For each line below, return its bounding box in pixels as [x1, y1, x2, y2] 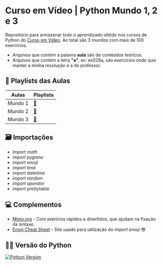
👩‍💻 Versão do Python [5, 241, 72, 249]
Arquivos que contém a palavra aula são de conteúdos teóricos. [12, 52, 143, 58]
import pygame [12, 154, 43, 160]
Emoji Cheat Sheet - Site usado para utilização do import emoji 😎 [12, 226, 146, 232]
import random [12, 175, 43, 181]
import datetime [12, 170, 45, 176]
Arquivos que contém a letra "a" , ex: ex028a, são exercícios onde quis [12, 57, 157, 63]
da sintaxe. [12, 221, 35, 227]
